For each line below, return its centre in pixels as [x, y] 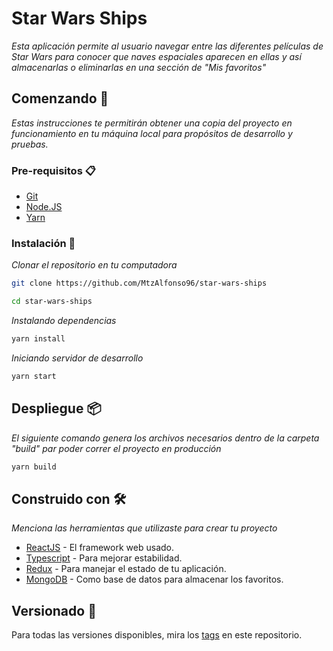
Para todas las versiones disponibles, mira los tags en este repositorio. [157, 635]
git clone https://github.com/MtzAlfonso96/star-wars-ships [139, 283]
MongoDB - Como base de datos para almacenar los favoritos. [154, 579]
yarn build [34, 467]
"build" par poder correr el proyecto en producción [116, 448]
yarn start [34, 376]
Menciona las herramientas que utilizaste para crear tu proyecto [144, 528]
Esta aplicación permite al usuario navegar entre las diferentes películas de [167, 46]
